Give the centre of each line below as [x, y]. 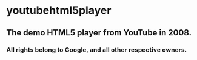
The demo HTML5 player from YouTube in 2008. [99, 33]
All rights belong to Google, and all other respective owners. [96, 50]
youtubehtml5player [59, 10]
